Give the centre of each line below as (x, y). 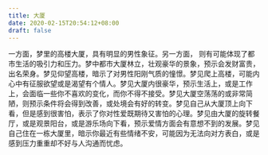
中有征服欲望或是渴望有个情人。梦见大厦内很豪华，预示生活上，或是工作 (134, 83)
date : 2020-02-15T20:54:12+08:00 (64, 23)
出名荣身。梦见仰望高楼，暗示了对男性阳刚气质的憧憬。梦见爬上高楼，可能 (130, 74)
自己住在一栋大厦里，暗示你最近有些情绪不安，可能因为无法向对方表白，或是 (134, 134)
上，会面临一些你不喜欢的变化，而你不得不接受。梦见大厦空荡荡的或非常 (127, 94)
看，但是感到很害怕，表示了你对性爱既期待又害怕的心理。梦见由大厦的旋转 (130, 114)
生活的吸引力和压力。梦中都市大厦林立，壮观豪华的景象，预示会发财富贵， (137, 64)
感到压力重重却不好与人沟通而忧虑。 (68, 143)
